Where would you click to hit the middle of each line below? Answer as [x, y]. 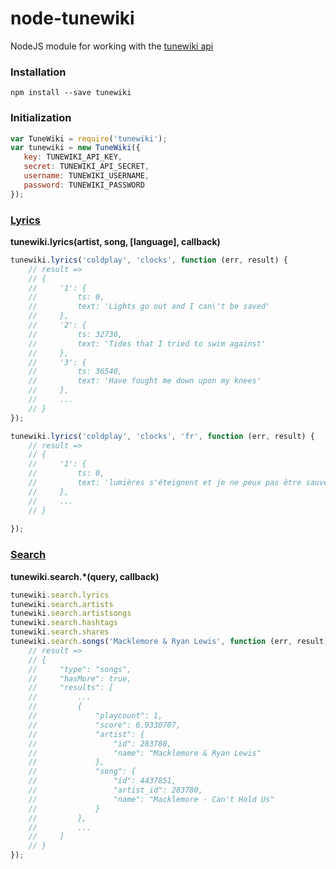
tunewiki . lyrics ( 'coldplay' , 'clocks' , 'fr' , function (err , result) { [162, 436]
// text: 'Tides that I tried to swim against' [147, 343]
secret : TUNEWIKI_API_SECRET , [86, 167]
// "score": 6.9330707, [105, 725]
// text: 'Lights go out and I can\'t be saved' [149, 307]
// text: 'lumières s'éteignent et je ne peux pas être [165, 483]
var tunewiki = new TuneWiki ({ [75, 148]
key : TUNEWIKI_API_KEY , [73, 157]
